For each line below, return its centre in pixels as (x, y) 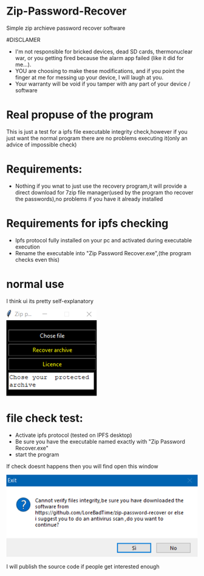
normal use (36, 284)
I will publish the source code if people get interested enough (83, 566)
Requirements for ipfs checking (87, 224)
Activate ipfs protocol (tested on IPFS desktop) (73, 435)
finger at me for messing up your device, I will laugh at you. (89, 77)
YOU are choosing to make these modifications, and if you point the (100, 70)
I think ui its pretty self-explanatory (50, 301)
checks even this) (37, 259)
